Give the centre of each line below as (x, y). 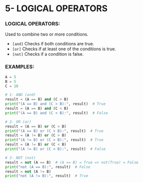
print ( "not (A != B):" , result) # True (47, 176)
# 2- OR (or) (18, 122)
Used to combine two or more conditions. (47, 34)
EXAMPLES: (20, 67)
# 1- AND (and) (20, 95)
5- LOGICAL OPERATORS (56, 9)
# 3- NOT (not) (20, 158)
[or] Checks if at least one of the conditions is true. (64, 49)
